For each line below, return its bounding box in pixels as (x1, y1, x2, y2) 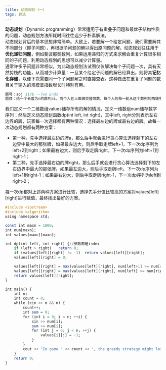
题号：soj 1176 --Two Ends (5, 92, 58, 97)
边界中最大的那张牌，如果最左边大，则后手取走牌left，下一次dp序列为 (16, 166, 159, 172)
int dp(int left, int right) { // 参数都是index (5, 241, 100, 246)
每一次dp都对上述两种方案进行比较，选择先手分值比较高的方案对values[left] (5, 189, 159, 195)
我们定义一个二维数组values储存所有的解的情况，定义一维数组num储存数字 (5, 106, 157, 112)
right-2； (12, 178, 31, 184)
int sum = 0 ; (23, 310, 50, 315)
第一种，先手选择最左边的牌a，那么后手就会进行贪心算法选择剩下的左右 (12, 135, 158, 141)
